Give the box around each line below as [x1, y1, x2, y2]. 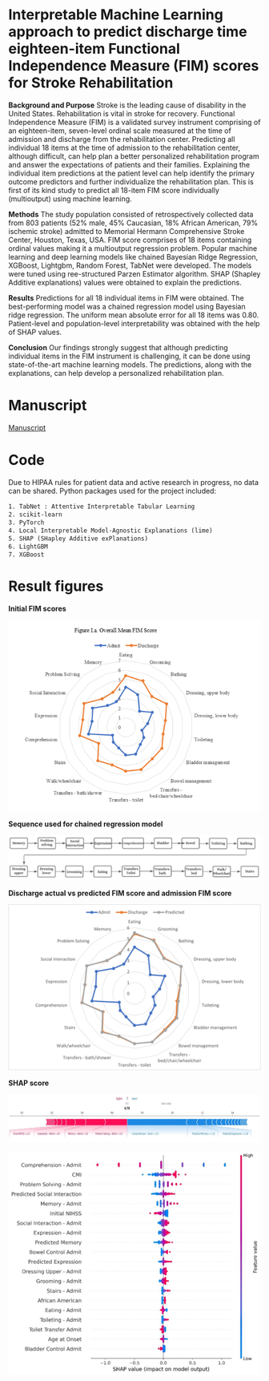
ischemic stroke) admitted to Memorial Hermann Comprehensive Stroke [8, 226, 245, 236]
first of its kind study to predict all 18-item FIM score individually [8, 185, 220, 195]
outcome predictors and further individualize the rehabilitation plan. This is [8, 176, 254, 186]
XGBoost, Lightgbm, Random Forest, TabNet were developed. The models [8, 260, 252, 270]
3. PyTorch [8, 519, 45, 527]
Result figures [8, 577, 104, 595]
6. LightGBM [8, 543, 48, 551]
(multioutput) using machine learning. [8, 194, 132, 204]
